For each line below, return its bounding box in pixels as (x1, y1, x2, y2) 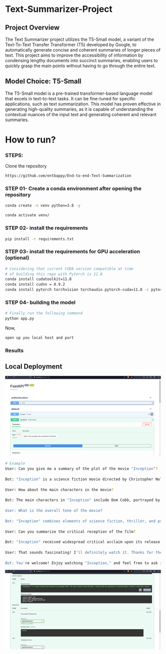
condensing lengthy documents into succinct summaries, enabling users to (5, 58, 158, 63)
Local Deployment (5, 363, 63, 371)
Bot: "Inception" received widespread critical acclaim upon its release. (5, 540, 163, 545)
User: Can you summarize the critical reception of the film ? (5, 529, 136, 534)
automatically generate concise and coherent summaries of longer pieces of (5, 47, 161, 53)
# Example (5, 461, 26, 466)
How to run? (5, 134, 56, 145)
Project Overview (5, 23, 60, 32)
